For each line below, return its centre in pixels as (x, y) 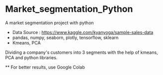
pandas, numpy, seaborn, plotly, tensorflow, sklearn (65, 37)
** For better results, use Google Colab (45, 67)
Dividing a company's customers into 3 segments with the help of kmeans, (81, 52)
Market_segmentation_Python (69, 9)
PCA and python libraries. (31, 57)
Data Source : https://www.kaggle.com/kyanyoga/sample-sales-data (83, 32)
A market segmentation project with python (49, 23)
